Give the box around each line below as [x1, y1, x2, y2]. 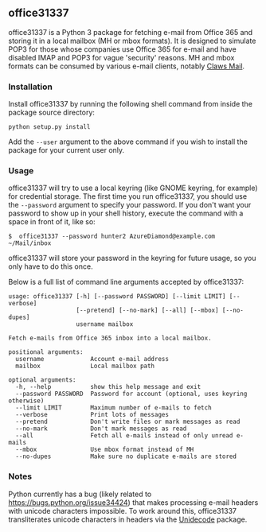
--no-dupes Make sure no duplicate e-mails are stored [15, 452, 237, 460]
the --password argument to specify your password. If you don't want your [8, 200, 252, 210]
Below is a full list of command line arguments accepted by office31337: [8, 278, 244, 287]
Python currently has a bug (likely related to [8, 489, 152, 499]
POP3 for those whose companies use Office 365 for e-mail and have [8, 44, 237, 54]
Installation [8, 81, 53, 92]
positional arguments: [8, 348, 84, 356]
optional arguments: [8, 376, 77, 384]
